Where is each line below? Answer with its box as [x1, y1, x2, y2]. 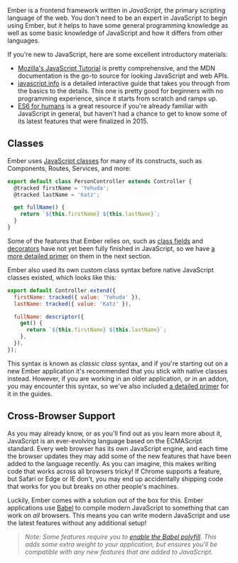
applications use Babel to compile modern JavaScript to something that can [7, 503, 229, 512]
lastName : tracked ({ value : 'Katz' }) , [13, 300, 132, 307]
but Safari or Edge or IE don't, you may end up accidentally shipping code [7, 474, 224, 483]
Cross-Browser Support [7, 410, 116, 423]
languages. [7, 36, 40, 45]
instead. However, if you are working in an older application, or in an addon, [7, 374, 229, 383]
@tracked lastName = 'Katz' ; [13, 191, 100, 198]
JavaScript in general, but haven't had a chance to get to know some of [17, 110, 227, 118]
